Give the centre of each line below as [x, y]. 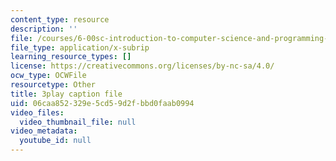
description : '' [44, 29]
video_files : [37, 112]
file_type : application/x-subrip [80, 47]
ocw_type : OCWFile [48, 76]
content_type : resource [60, 19]
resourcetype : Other [53, 85]
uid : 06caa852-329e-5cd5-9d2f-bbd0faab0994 [102, 103]
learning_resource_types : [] [71, 57]
